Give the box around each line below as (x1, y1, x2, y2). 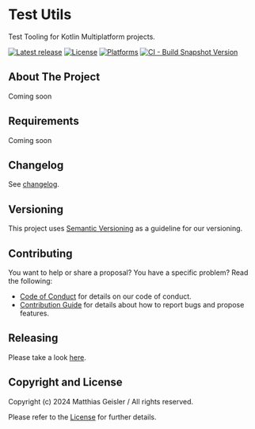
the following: (8, 276, 53, 285)
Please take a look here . (8, 352, 87, 362)
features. (19, 308, 50, 318)
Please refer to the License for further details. (8, 412, 157, 422)
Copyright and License (8, 376, 123, 389)
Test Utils (8, 6, 72, 24)
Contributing (8, 246, 73, 260)
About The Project (8, 70, 101, 84)
